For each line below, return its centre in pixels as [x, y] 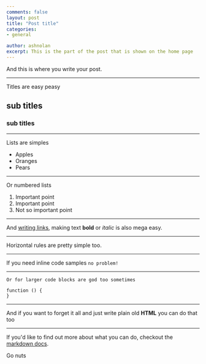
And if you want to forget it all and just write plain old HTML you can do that [102, 313]
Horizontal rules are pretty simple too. [54, 245]
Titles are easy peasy [33, 86]
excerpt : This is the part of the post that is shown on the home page [100, 52]
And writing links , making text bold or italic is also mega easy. [84, 227]
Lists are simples [28, 142]
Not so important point [44, 210]
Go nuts [16, 355]
